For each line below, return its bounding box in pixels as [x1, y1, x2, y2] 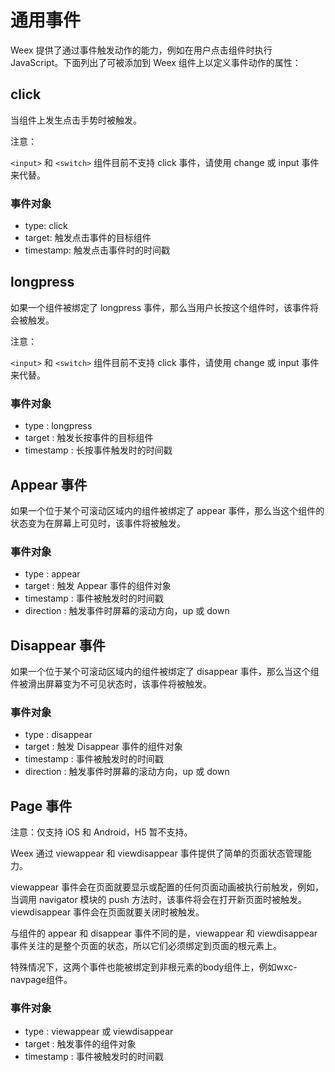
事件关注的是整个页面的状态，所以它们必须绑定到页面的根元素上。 [10, 940, 282, 952]
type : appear [24, 568, 81, 580]
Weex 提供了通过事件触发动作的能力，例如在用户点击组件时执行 [10, 44, 273, 56]
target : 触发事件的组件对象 [24, 1038, 137, 1050]
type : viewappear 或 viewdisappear [24, 1026, 174, 1038]
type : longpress [24, 420, 93, 432]
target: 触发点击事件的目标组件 [24, 232, 152, 244]
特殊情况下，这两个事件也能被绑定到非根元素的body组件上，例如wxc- [10, 961, 298, 973]
